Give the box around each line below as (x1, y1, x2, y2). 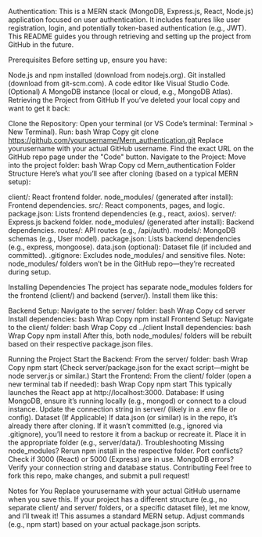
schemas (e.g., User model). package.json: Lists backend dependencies (8, 234, 241, 243)
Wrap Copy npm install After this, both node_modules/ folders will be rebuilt (8, 331, 252, 340)
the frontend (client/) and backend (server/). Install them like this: (8, 291, 218, 300)
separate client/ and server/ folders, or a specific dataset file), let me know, (8, 503, 250, 512)
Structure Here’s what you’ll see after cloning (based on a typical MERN (8, 169, 239, 178)
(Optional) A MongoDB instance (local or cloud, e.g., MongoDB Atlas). (8, 87, 233, 96)
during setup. (8, 267, 52, 277)
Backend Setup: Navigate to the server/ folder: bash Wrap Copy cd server (8, 306, 246, 315)
